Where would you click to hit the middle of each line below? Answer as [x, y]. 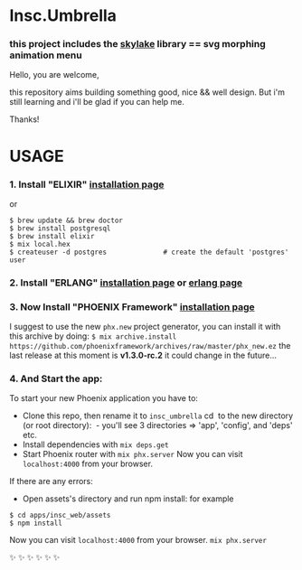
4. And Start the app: [56, 378]
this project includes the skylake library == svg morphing [138, 44]
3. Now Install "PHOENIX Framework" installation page [132, 306]
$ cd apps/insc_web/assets [60, 516]
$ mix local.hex [40, 244]
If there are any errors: [51, 481]
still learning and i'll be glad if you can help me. [97, 102]
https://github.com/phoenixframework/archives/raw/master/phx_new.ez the [150, 346]
